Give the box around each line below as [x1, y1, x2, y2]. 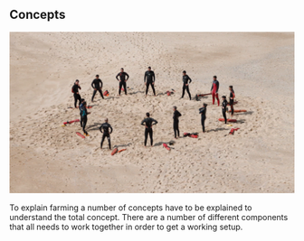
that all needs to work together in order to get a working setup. [9, 221, 243, 233]
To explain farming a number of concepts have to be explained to [9, 202, 252, 213]
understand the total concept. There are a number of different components [9, 212, 289, 223]
